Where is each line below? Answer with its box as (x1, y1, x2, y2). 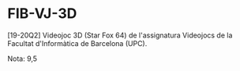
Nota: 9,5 (7, 54, 37, 63)
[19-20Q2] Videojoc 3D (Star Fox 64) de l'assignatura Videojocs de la (7, 30, 233, 40)
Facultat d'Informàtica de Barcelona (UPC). (7, 38, 148, 48)
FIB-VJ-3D (7, 5, 77, 23)
